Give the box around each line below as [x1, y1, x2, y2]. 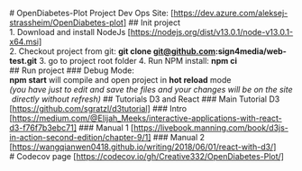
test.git [9, 56, 38, 66]
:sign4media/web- [215, 46, 287, 57]
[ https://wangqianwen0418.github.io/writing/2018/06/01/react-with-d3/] [9, 141, 277, 152]
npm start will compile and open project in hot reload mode [9, 75, 232, 85]
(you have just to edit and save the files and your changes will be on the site [9, 85, 293, 94]
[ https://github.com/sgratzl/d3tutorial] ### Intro [9, 103, 188, 113]
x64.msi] [9, 36, 42, 47]
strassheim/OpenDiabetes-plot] [9, 17, 127, 28]
